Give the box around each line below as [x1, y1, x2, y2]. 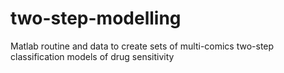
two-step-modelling [10, 7, 182, 30]
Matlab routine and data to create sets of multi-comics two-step [10, 40, 275, 52]
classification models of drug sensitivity [10, 50, 175, 62]
